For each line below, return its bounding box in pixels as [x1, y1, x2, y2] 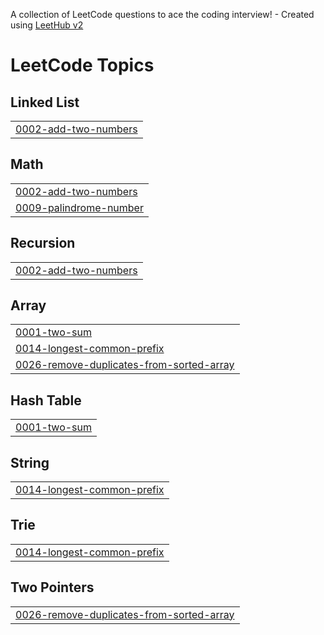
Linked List [10, 94, 80, 111]
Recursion [10, 235, 76, 252]
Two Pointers [10, 579, 95, 596]
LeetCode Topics [10, 54, 155, 77]
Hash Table [10, 392, 82, 409]
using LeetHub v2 [10, 19, 84, 31]
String [10, 454, 50, 471]
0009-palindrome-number [15, 200, 144, 214]
